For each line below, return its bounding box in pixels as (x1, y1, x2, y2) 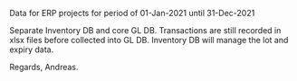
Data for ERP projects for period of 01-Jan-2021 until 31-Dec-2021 (9, 8, 255, 18)
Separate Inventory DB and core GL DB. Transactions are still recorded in (9, 25, 282, 35)
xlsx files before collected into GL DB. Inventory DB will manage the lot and (9, 35, 289, 45)
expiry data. (9, 44, 54, 55)
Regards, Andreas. (9, 62, 79, 72)
